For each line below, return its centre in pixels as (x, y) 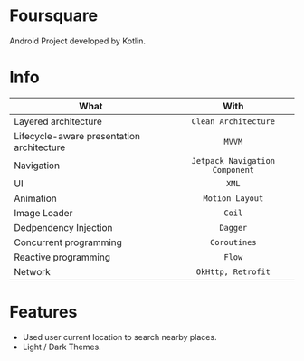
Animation (35, 198)
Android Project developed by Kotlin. (78, 41)
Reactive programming (62, 257)
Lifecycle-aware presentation (77, 136)
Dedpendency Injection (63, 227)
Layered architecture (58, 121)
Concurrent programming (68, 242)
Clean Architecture (233, 121)
